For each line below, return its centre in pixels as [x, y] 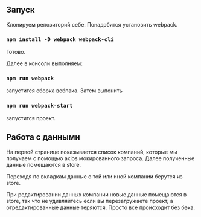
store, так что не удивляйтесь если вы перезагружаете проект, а [90, 201]
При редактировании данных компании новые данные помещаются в [97, 194]
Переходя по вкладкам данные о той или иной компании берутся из [94, 176]
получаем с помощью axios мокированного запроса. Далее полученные [101, 158]
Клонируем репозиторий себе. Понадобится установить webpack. [92, 24]
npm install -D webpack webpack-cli [60, 39]
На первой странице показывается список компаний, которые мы [92, 152]
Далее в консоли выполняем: [44, 63]
